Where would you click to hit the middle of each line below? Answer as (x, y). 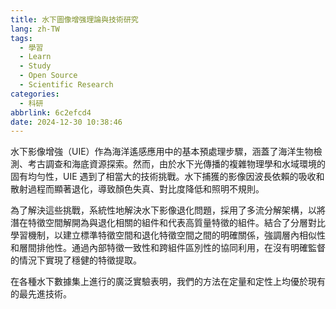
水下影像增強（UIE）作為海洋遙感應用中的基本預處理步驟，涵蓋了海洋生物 (162, 152)
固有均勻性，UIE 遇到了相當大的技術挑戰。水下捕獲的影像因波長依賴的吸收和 (167, 177)
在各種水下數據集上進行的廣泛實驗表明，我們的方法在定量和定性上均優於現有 (168, 282)
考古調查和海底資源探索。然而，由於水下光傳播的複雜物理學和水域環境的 (176, 164)
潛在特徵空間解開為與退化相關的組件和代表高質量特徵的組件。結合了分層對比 (168, 223)
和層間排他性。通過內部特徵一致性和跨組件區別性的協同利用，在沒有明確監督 (168, 248)
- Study (35, 66)
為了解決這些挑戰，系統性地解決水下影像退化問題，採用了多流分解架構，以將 (168, 210)
